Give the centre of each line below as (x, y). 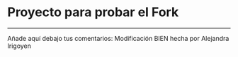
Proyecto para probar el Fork (93, 12)
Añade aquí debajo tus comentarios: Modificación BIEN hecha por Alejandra (118, 38)
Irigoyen (19, 46)
